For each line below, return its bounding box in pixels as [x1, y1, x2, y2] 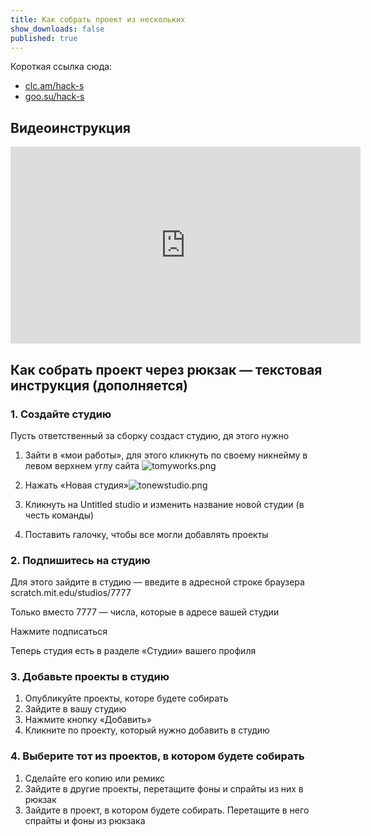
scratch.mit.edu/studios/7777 [10, 587, 132, 599]
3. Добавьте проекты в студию [10, 670, 170, 684]
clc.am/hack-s [24, 80, 85, 92]
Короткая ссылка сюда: [10, 61, 113, 73]
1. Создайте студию [10, 407, 112, 421]
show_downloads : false [10, 24, 105, 34]
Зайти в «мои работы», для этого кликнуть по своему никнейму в [24, 449, 308, 461]
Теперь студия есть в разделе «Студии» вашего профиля [10, 645, 257, 657]
